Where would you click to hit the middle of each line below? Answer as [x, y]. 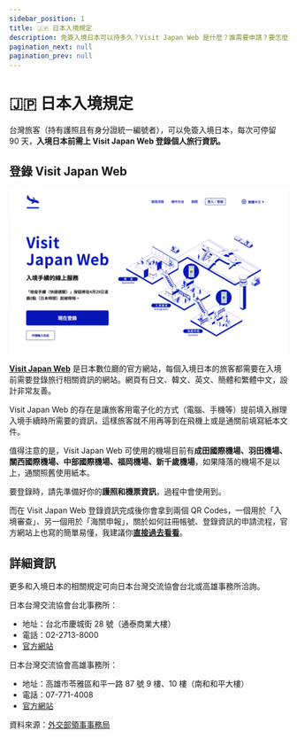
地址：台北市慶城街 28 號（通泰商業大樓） [99, 624]
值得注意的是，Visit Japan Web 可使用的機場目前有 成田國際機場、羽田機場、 [148, 451]
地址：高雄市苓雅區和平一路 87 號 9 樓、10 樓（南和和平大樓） [135, 683]
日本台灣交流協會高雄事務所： [63, 664]
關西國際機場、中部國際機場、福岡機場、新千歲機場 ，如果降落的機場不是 [141, 462]
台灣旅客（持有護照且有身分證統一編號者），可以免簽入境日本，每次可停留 [143, 130]
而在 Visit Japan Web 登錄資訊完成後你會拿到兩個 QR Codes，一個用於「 [142, 510]
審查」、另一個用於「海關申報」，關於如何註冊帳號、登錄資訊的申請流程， [148, 522]
